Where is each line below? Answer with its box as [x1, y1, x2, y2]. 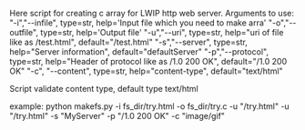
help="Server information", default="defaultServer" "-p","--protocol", [9, 46, 269, 57]
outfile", [9, 27, 39, 37]
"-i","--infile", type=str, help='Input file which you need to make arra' [9, 17, 267, 28]
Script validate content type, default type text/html [9, 84, 198, 94]
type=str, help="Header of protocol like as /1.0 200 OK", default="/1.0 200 [9, 56, 288, 66]
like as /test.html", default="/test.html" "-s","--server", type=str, [9, 36, 248, 47]
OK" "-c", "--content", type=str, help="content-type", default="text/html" [9, 65, 284, 76]
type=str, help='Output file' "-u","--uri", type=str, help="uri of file [40, 27, 284, 37]
